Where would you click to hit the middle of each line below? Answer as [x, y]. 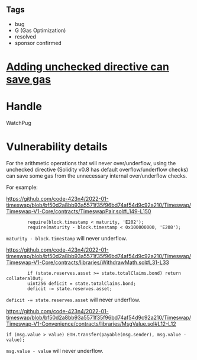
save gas [29, 79]
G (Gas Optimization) [40, 30]
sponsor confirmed [38, 43]
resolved [25, 36]
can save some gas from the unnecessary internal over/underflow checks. [97, 176]
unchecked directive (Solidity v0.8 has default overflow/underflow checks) [97, 169]
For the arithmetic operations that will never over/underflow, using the [91, 163]
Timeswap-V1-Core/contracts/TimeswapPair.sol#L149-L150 [79, 211]
